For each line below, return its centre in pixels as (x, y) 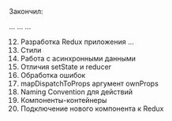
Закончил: (26, 11)
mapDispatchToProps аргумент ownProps (89, 83)
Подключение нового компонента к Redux (92, 108)
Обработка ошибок (53, 75)
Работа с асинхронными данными (78, 59)
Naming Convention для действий (77, 92)
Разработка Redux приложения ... (77, 42)
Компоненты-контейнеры (64, 100)
